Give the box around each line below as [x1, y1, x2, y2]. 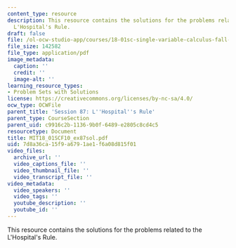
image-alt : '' [13, 75, 55, 83]
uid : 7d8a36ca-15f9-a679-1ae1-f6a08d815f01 [7, 141, 137, 148]
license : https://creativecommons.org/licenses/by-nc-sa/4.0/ [7, 96, 193, 103]
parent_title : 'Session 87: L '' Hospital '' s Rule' [7, 108, 156, 115]
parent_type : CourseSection [7, 115, 90, 122]
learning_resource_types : [7, 82, 83, 89]
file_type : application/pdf [7, 50, 90, 57]
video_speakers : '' [13, 187, 71, 194]
